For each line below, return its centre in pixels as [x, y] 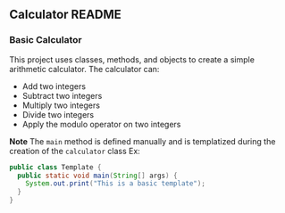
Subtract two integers [62, 95]
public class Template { [55, 167]
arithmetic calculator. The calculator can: [84, 69]
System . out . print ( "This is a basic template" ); [115, 184]
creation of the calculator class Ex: [75, 151]
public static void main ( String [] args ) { [97, 176]
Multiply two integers [61, 105]
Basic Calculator [46, 40]
